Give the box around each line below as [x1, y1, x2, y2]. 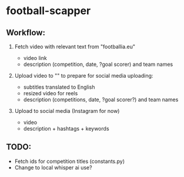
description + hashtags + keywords [23, 125, 110, 132]
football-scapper [6, 4, 91, 18]
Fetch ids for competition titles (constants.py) [14, 158, 125, 165]
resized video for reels [23, 90, 78, 96]
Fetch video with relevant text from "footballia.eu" [14, 43, 136, 50]
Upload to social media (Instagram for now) [14, 108, 120, 114]
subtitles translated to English [23, 84, 95, 91]
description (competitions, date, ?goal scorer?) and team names [23, 96, 179, 103]
